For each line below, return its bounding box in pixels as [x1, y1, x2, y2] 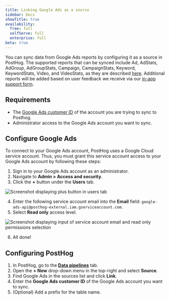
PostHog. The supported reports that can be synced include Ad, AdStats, [5, 59, 158, 66]
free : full [10, 26, 33, 31]
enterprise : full [10, 36, 47, 41]
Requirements [5, 95, 51, 104]
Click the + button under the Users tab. [12, 179, 95, 185]
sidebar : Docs [5, 12, 35, 17]
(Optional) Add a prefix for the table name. [12, 289, 101, 295]
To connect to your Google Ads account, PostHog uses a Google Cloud [5, 147, 154, 154]
